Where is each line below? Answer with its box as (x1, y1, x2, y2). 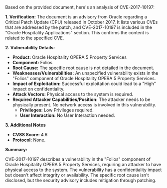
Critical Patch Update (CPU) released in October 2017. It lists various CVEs (5, 19, 158, 25)
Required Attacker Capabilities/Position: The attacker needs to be (12, 96, 151, 102)
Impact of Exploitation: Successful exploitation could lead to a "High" (12, 81, 156, 87)
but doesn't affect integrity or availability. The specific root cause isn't (5, 172, 149, 178)
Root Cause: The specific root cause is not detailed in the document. (12, 65, 155, 71)
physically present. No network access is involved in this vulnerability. (12, 102, 157, 107)
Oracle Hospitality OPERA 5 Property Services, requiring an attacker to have (5, 162, 162, 167)
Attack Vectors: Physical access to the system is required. (12, 92, 134, 97)
